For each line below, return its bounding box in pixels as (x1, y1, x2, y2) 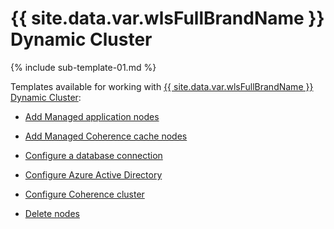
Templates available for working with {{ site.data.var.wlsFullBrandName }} (10, 80, 314, 92)
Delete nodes (24, 207, 80, 219)
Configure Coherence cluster (24, 188, 145, 200)
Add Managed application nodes (24, 110, 160, 122)
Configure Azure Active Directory (24, 168, 163, 181)
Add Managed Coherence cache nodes (24, 130, 188, 142)
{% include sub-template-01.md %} (10, 61, 157, 73)
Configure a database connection (24, 149, 163, 161)
